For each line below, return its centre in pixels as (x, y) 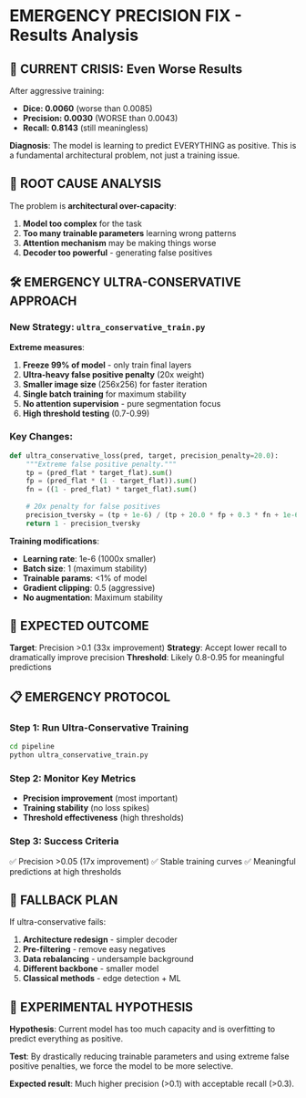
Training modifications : (55, 541)
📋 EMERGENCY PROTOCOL (90, 697)
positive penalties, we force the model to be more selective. (122, 1066)
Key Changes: (41, 437)
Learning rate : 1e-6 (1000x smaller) (89, 558)
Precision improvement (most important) (100, 798)
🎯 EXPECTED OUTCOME (79, 626)
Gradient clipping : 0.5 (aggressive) (89, 587)
